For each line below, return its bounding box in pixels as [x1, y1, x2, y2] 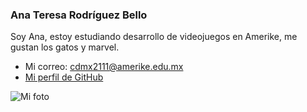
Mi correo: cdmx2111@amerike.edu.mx [24, 61, 184, 73]
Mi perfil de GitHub [24, 71, 104, 83]
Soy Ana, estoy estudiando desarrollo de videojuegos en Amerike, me [10, 31, 298, 43]
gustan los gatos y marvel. [10, 41, 120, 53]
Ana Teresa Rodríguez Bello [10, 8, 148, 22]
